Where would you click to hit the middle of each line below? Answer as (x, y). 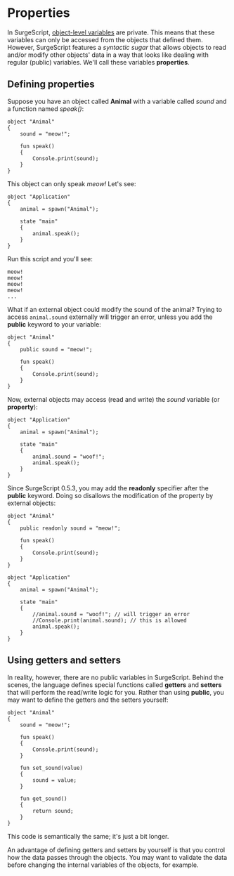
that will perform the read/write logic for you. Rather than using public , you (116, 692)
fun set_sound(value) (51, 768)
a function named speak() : (46, 109)
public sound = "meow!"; (56, 349)
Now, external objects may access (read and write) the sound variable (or (113, 399)
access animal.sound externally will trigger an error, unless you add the (110, 317)
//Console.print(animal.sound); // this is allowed (110, 620)
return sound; (53, 811)
